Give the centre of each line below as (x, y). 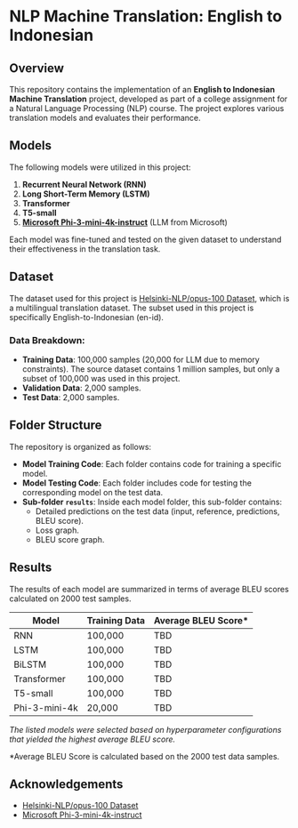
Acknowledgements (66, 784)
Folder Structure (56, 426)
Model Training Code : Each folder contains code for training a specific (152, 463)
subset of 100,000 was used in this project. (101, 378)
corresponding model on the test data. (93, 492)
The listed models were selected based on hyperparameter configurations (145, 729)
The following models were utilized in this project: (100, 167)
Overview (37, 68)
